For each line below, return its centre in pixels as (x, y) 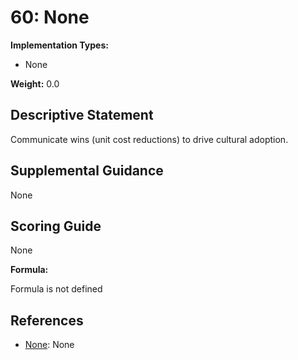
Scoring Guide (56, 226)
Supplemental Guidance (87, 171)
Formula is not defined (56, 289)
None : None (49, 345)
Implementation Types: (59, 45)
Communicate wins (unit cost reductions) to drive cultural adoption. (149, 139)
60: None (50, 17)
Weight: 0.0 (35, 83)
